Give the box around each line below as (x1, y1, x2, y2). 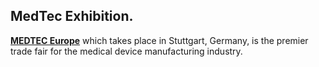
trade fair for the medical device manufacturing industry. (10, 45, 243, 57)
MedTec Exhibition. (10, 8, 134, 25)
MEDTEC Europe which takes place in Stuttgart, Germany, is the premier (10, 34, 309, 46)
